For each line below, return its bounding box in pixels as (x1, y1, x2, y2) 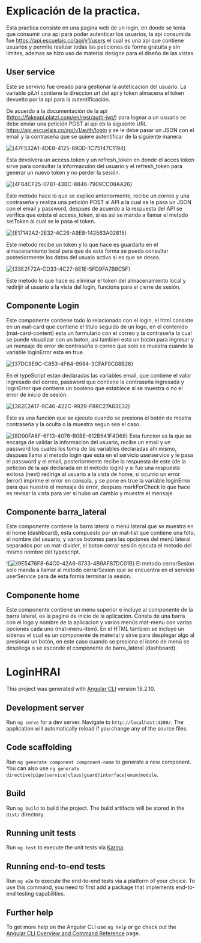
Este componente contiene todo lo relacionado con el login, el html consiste (6, 316, 194, 324)
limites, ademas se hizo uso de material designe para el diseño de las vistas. (6, 49, 195, 56)
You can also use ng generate (6, 764, 80, 772)
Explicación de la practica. (6, 4, 141, 18)
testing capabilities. (17, 890, 65, 897)
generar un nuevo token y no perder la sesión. (6, 169, 121, 176)
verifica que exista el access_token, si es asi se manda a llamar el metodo (6, 211, 188, 218)
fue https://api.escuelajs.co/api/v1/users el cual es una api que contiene (6, 37, 184, 44)
